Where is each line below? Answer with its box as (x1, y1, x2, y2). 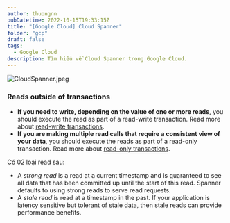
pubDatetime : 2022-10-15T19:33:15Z (7, 17, 110, 24)
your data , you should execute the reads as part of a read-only (17, 137, 197, 146)
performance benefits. (17, 208, 82, 217)
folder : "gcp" (7, 29, 48, 37)
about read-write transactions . (17, 122, 105, 131)
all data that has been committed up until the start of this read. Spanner (17, 179, 221, 188)
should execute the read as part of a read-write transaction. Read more (17, 115, 221, 124)
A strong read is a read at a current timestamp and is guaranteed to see (17, 172, 222, 180)
